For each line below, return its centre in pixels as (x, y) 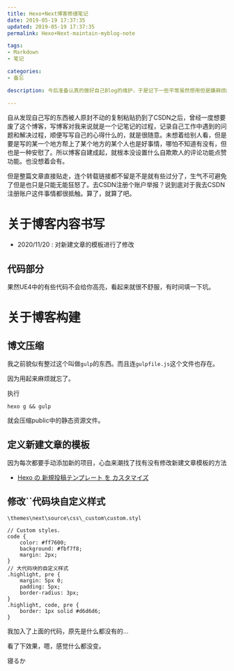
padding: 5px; (40, 587)
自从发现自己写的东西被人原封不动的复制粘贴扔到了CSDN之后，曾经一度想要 (117, 117)
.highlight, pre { (34, 574)
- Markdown (23, 52)
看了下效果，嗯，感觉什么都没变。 (56, 646)
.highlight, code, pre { (43, 605)
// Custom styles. (34, 530)
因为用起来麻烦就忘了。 (41, 378)
